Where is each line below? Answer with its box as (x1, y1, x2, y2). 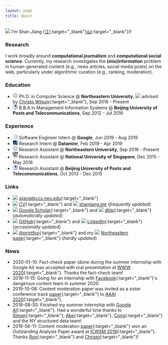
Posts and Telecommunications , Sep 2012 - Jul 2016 (12, 110, 124, 116)
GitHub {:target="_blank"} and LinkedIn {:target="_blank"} (19, 219, 143, 225)
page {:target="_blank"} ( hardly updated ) (12, 235, 97, 241)
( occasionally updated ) (12, 224, 61, 230)
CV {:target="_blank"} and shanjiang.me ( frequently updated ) (19, 201, 151, 207)
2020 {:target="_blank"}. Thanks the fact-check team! (12, 270, 124, 276)
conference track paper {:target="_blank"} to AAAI (12, 291, 116, 297)
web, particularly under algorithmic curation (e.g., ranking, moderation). (5, 68, 153, 75)
